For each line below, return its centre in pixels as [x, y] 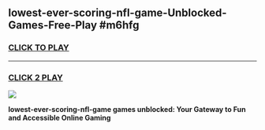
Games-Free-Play [52, 26]
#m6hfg [119, 26]
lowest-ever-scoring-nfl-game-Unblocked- [118, 13]
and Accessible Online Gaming [60, 117]
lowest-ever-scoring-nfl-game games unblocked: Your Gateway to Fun [127, 109]
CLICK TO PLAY [39, 48]
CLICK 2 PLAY [35, 77]
